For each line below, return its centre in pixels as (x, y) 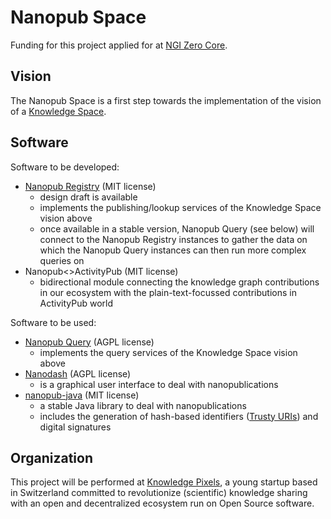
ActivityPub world (76, 303)
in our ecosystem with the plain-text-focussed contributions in (168, 292)
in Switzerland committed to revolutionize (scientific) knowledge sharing (159, 493)
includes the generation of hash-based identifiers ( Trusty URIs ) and (179, 416)
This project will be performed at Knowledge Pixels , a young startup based (164, 482)
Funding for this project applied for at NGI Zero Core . (119, 45)
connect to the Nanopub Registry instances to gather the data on (173, 239)
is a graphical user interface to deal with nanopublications (159, 384)
